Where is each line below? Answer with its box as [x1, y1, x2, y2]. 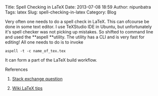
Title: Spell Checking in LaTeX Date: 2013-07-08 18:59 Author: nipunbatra [5, 4, 151, 10]
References [5, 66, 28, 72]
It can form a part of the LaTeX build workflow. [5, 57, 98, 63]
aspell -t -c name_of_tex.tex [5, 48, 66, 53]
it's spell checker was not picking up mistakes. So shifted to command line [5, 29, 154, 34]
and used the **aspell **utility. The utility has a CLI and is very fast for [5, 34, 145, 40]
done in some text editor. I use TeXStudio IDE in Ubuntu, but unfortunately [5, 24, 152, 30]
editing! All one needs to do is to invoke [5, 39, 84, 45]
